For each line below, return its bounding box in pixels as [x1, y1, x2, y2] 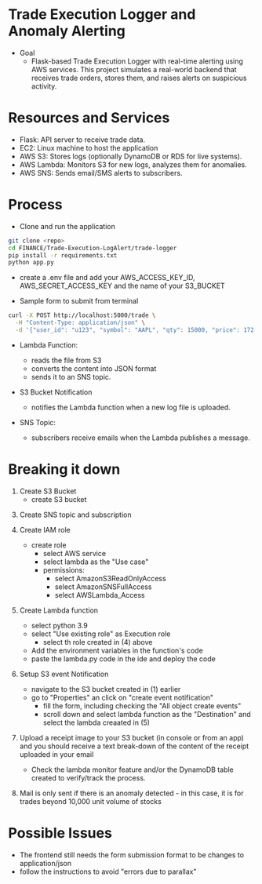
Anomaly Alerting [8, 22, 126, 40]
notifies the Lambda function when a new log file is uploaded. [31, 402, 231, 412]
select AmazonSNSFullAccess [54, 582, 152, 591]
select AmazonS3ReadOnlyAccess [54, 573, 166, 583]
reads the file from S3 [31, 355, 102, 365]
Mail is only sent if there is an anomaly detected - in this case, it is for [19, 788, 244, 798]
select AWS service [42, 548, 107, 558]
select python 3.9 [31, 620, 88, 630]
